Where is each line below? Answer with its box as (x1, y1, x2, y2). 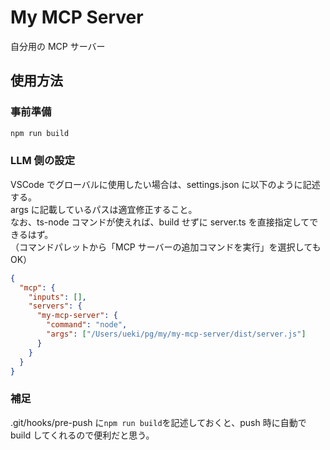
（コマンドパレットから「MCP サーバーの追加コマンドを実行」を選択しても (10, 241, 322, 253)
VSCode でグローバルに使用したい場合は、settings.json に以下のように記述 (10, 178, 321, 190)
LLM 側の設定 (10, 154, 76, 168)
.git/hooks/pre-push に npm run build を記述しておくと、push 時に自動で (10, 416, 307, 428)
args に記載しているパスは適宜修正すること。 (10, 203, 198, 215)
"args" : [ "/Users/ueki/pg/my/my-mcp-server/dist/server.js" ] (46, 329, 307, 340)
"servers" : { (28, 301, 83, 311)
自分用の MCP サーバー (10, 40, 106, 52)
